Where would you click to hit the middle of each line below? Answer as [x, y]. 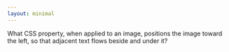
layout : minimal [31, 14]
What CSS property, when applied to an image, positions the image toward [115, 33]
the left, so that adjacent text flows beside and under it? [88, 41]
